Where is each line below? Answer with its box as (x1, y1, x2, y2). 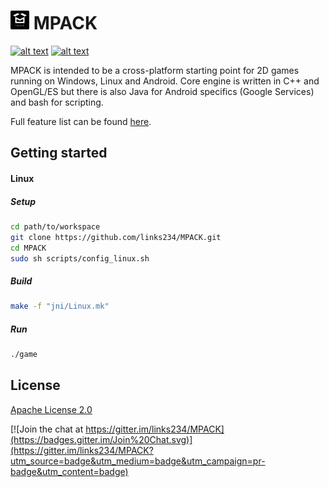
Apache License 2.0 (10, 403, 93, 415)
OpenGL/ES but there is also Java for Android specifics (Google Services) (10, 85, 315, 97)
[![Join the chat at (10, 423, 84, 435)
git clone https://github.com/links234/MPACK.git (10, 232, 222, 242)
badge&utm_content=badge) (10, 465, 129, 477)
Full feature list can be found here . (10, 115, 152, 127)
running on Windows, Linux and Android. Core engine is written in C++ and (10, 75, 320, 87)
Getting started (10, 145, 108, 162)
